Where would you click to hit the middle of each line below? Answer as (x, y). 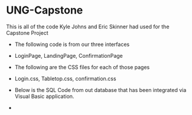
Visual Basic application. (44, 96)
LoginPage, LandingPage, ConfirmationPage (69, 55)
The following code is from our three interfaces (72, 44)
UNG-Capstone (45, 10)
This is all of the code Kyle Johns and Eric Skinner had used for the (88, 27)
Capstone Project (27, 32)
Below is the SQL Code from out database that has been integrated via (100, 90)
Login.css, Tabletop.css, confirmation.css (65, 78)
